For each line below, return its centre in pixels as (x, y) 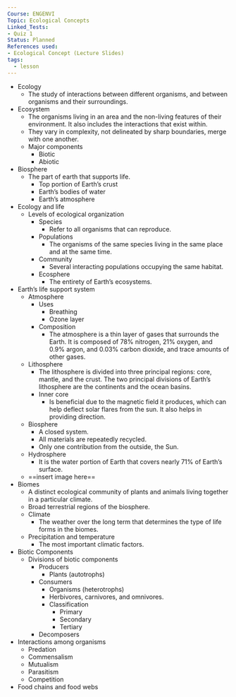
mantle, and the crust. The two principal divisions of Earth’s (125, 379)
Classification (69, 604)
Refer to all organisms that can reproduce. (110, 229)
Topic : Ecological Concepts (49, 20)
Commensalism (50, 657)
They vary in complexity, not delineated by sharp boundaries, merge (127, 131)
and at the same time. (81, 251)
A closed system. (64, 431)
